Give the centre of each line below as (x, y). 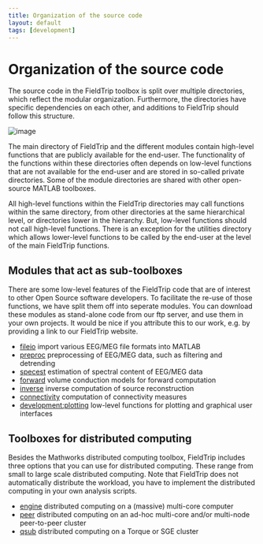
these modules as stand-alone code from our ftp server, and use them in (126, 315)
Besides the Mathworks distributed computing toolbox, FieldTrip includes (127, 457)
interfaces (36, 414)
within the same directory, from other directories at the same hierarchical (127, 212)
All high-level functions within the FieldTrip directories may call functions (126, 204)
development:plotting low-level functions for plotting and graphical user (136, 405)
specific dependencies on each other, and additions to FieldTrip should (123, 108)
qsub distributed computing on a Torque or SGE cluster (109, 531)
